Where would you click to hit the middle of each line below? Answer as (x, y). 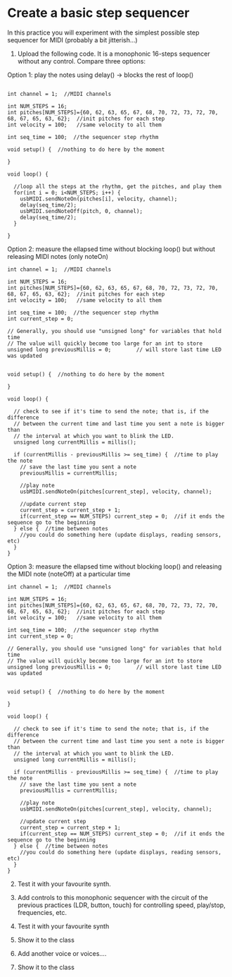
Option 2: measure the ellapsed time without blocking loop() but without (111, 249)
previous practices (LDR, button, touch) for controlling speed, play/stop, (122, 905)
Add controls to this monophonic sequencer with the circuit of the (113, 897)
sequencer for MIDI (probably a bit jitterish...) (73, 40)
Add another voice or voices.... (62, 953)
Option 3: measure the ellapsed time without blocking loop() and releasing (115, 566)
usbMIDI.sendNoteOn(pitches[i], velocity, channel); (99, 199)
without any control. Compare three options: (82, 61)
